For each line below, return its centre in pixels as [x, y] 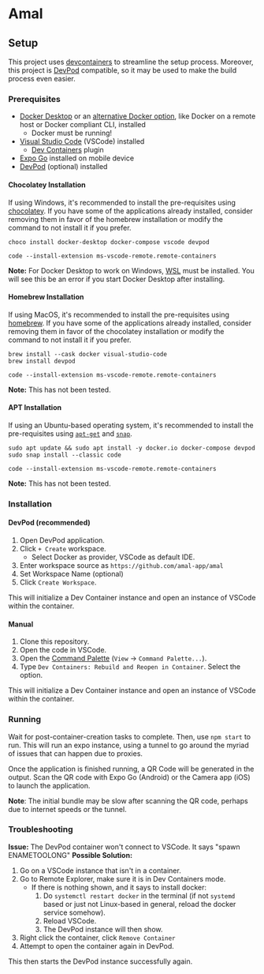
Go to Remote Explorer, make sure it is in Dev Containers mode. [123, 878]
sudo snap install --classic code [65, 455]
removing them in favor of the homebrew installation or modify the [115, 219]
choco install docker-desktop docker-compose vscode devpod [109, 242]
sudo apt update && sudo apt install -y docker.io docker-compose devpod [132, 448]
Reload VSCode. [70, 920]
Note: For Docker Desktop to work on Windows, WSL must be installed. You [131, 270]
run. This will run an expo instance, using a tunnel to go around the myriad [129, 745]
